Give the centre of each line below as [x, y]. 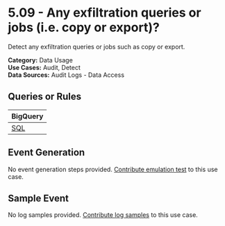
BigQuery [27, 116]
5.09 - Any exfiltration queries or [105, 13]
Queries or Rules [45, 97]
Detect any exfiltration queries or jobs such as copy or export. [97, 46]
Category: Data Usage [41, 60]
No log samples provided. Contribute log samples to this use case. [103, 215]
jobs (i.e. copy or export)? [84, 27]
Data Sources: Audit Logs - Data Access [66, 75]
